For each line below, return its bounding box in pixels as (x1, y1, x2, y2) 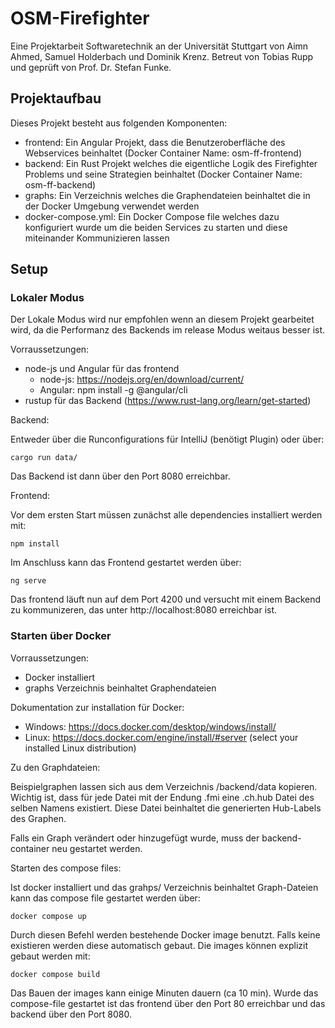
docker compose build (10, 969, 101, 979)
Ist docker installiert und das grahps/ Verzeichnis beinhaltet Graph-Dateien (10, 881, 319, 893)
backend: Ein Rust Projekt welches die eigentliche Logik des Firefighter (24, 157, 318, 169)
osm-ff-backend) (24, 178, 97, 191)
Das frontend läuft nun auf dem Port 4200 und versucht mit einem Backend (10, 593, 322, 606)
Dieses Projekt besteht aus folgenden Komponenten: (10, 117, 228, 129)
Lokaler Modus (10, 291, 85, 305)
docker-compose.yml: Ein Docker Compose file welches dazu (24, 210, 280, 222)
